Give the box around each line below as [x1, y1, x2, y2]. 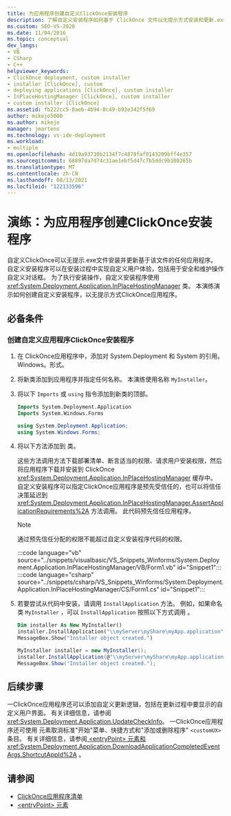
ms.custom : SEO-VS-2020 [7, 23, 76, 30]
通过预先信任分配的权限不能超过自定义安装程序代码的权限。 [16, 535, 186, 543]
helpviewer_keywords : [7, 67, 69, 74]
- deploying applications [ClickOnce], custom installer [7, 87, 174, 94]
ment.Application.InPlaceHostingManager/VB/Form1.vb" [16, 563, 176, 572]
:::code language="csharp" [16, 571, 94, 579]
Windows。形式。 [16, 360, 68, 368]
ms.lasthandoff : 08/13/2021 [7, 176, 88, 183]
